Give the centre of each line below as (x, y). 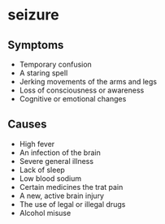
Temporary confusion (56, 64)
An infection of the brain (60, 153)
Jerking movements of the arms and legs (88, 82)
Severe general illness (56, 161)
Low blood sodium (50, 178)
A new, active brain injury (62, 196)
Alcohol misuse (45, 213)
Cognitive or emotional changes (73, 99)
